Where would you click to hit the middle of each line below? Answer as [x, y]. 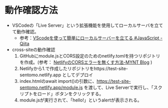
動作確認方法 [32, 10]
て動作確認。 [25, 31]
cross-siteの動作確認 [34, 49]
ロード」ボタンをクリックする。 [70, 93]
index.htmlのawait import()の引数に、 [58, 81]
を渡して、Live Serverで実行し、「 [119, 87]
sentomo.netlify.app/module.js [51, 87]
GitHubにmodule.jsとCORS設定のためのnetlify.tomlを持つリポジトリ [90, 56]
